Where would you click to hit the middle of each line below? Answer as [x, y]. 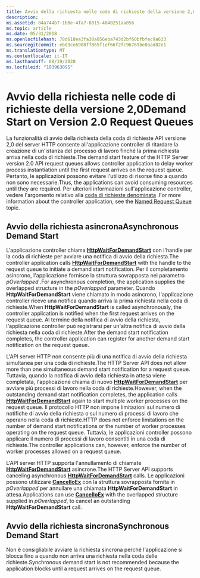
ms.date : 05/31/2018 [32, 34]
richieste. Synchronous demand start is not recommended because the [93, 562]
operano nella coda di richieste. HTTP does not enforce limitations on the [95, 420]
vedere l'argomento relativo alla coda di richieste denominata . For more [94, 195]
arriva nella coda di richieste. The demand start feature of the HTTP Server [97, 157]
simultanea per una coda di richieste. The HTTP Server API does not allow [96, 363]
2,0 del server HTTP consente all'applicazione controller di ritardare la [92, 145]
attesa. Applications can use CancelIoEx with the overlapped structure [92, 495]
